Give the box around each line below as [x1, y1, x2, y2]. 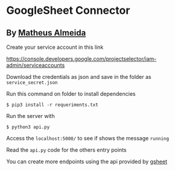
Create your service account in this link [6, 43, 104, 51]
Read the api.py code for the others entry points [6, 146, 127, 154]
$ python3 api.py [6, 124, 50, 130]
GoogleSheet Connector [6, 4, 130, 17]
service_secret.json [6, 79, 59, 85]
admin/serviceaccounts [6, 61, 65, 69]
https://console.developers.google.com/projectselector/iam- [6, 55, 157, 62]
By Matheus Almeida [6, 28, 86, 38]
